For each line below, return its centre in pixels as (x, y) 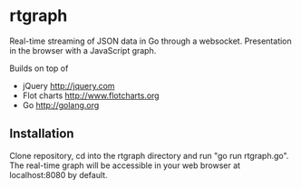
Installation (42, 134)
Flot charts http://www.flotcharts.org (91, 95)
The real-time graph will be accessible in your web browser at (125, 165)
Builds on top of (39, 68)
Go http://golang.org (61, 104)
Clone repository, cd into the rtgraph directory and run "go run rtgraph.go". (149, 155)
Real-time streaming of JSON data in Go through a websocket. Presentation (150, 41)
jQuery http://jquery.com (68, 85)
